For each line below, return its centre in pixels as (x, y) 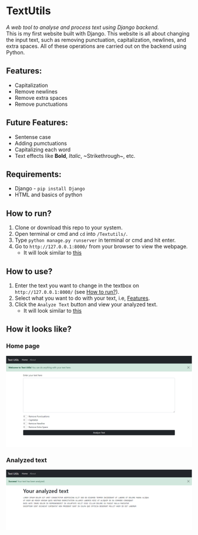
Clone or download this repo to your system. (68, 228)
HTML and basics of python (48, 195)
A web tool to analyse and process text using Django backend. (82, 27)
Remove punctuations (41, 104)
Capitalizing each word (42, 150)
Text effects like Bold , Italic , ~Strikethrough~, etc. (75, 155)
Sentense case (33, 137)
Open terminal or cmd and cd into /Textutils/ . (71, 234)
